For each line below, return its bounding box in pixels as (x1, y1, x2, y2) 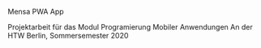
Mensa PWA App (7, 7, 64, 16)
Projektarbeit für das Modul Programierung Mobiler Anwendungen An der (7, 22, 253, 31)
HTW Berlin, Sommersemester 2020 (7, 31, 129, 40)
